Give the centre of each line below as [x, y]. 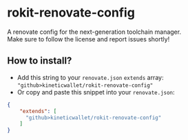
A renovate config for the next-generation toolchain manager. [94, 32]
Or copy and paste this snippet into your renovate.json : [96, 92]
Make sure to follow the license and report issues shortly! [88, 39]
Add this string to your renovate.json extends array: [90, 77]
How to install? [40, 61]
